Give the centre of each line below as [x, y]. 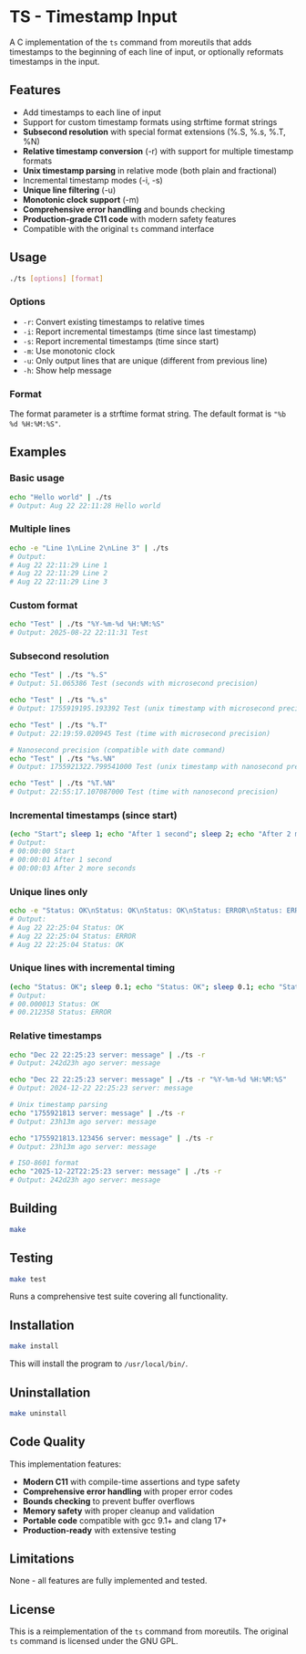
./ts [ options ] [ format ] [56, 279]
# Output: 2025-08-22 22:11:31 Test [79, 633]
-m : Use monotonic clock [69, 351]
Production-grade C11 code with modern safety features [129, 219]
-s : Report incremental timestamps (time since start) [121, 341]
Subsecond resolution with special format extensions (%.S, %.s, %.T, [154, 132]
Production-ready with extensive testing [99, 1530]
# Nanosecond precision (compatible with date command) [117, 750]
